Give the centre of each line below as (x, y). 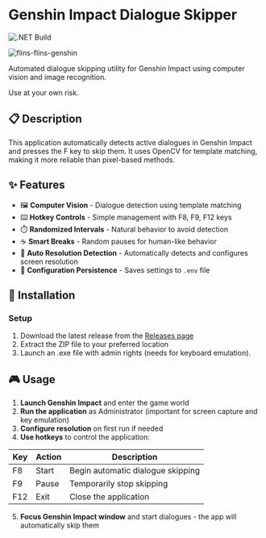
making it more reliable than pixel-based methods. (92, 160)
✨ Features (37, 185)
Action (49, 457)
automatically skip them (59, 525)
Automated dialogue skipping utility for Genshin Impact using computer (127, 68)
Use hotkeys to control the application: (85, 437)
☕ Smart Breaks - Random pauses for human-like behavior (118, 241)
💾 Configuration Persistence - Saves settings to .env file (115, 270)
